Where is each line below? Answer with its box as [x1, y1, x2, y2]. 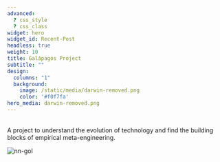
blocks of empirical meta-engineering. [7, 133, 115, 141]
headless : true [7, 42, 51, 49]
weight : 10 [7, 49, 38, 56]
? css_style [13, 17, 48, 23]
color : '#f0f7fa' [19, 94, 69, 101]
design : [7, 68, 30, 74]
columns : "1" [13, 74, 51, 81]
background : [13, 81, 48, 88]
